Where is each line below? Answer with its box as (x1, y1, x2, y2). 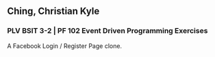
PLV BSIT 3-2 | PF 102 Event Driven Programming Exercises (7, 26, 208, 36)
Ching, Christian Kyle (7, 5, 100, 17)
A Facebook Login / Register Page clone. (7, 41, 122, 50)
